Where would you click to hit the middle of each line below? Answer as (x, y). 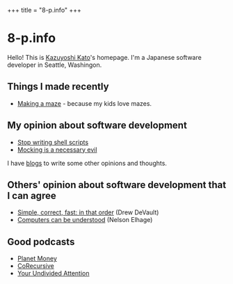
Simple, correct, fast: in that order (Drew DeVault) (88, 212)
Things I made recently (58, 87)
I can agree (32, 195)
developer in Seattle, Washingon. (55, 65)
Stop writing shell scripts (53, 142)
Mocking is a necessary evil (57, 150)
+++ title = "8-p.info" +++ (45, 10)
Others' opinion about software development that (117, 185)
